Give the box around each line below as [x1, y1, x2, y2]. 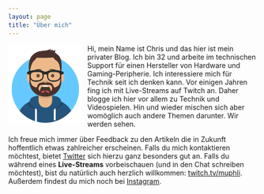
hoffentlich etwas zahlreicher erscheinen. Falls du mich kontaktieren [8, 143, 231, 152]
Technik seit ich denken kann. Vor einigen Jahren [87, 77, 247, 87]
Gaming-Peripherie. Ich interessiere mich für [87, 69, 232, 78]
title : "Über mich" [8, 21, 73, 29]
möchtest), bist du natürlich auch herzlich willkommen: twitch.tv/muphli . [8, 168, 243, 177]
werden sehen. [87, 119, 136, 129]
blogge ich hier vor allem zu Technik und [87, 94, 220, 103]
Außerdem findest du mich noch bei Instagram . [8, 176, 162, 185]
